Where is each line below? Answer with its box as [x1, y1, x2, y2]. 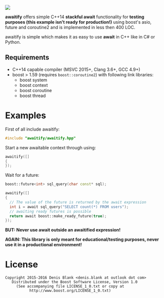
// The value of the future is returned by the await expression [9, 199, 147, 204]
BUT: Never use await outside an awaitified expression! [5, 227, 121, 233]
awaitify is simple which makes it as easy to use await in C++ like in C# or [5, 34, 155, 39]
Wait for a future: [5, 172, 39, 178]
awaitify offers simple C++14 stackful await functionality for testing [5, 14, 144, 20]
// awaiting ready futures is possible [9, 209, 92, 214]
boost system [19, 77, 48, 83]
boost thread [19, 93, 46, 99]
